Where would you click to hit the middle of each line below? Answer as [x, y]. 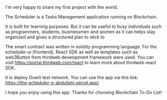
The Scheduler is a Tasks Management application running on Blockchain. [81, 17]
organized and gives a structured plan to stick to [55, 37]
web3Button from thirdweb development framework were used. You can [79, 57]
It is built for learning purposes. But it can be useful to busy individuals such [83, 26]
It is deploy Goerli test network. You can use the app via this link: [72, 77]
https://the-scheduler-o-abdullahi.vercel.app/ [52, 83]
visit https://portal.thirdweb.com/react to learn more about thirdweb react [81, 62]
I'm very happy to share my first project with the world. [62, 7]
